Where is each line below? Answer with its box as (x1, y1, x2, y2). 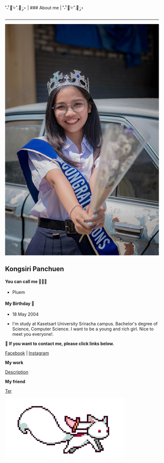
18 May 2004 (12, 311, 39, 317)
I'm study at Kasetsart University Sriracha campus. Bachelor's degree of (12, 321, 158, 327)
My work (5, 360, 23, 366)
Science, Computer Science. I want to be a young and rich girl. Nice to (12, 326, 154, 332)
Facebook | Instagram (5, 350, 49, 356)
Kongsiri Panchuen (5, 265, 64, 273)
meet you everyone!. (12, 331, 54, 337)
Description (5, 369, 28, 375)
